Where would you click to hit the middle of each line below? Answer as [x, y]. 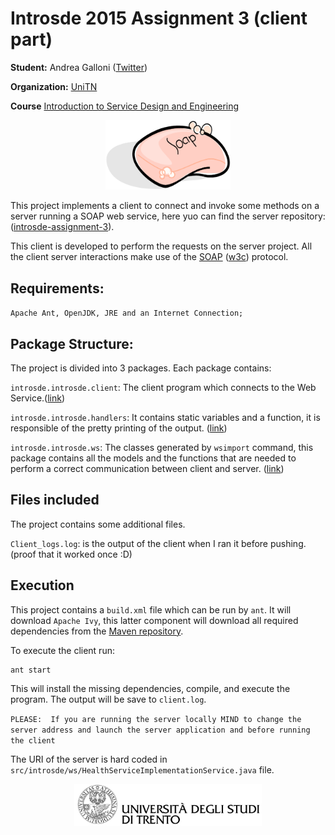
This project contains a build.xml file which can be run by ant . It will [151, 609]
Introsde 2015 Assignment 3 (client [159, 18]
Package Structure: [72, 343]
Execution [42, 585]
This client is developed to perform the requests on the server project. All [161, 246]
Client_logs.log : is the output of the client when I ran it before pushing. [158, 543]
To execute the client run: [62, 650]
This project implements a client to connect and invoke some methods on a [165, 206]
